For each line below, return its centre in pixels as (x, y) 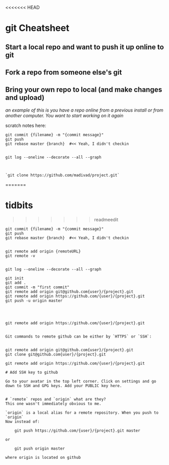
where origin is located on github (43, 457)
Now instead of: (22, 421)
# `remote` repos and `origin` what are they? (56, 399)
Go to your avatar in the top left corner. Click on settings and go (81, 381)
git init (15, 278)
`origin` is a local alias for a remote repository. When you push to (82, 413)
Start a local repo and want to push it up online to (85, 47)
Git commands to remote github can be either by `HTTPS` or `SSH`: (79, 336)
